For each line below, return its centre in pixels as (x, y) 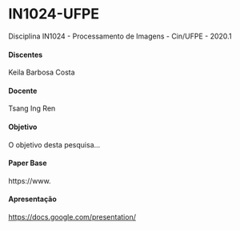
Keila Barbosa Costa (42, 72)
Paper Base (28, 163)
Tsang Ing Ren (32, 108)
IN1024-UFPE (54, 14)
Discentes (26, 54)
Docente (23, 91)
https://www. (30, 180)
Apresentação (33, 199)
